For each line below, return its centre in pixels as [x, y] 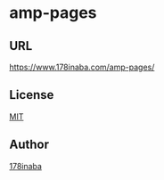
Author [29, 145]
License [32, 95]
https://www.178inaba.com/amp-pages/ [82, 67]
